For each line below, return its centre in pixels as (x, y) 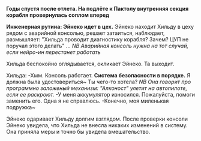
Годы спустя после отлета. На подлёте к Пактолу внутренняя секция (97, 9)
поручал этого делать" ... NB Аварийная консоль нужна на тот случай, (97, 46)
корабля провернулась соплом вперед (58, 15)
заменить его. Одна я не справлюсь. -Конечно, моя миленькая (88, 101)
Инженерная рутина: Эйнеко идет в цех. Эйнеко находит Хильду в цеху (100, 27)
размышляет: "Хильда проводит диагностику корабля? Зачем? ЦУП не (97, 39)
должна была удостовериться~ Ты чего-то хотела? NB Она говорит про (99, 82)
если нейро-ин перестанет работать (53, 52)
